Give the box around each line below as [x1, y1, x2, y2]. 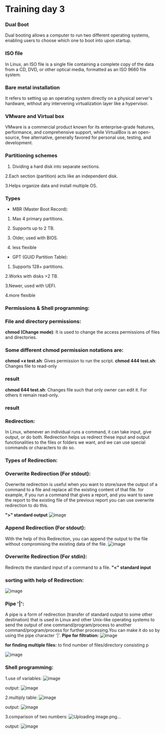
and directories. [5, 335, 37, 341]
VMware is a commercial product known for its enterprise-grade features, [5, 124, 155, 130]
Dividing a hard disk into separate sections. [12, 163, 100, 169]
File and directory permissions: [5, 318, 81, 325]
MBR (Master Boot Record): [12, 206, 68, 212]
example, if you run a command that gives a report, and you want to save [5, 492, 154, 498]
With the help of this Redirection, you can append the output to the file [5, 535, 148, 542]
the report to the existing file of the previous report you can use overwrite [5, 497, 154, 503]
